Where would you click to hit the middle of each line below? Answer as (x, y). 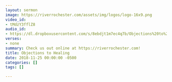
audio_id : (16, 29)
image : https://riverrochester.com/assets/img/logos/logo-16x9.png (79, 15)
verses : (14, 39)
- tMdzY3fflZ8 (20, 24)
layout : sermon (21, 10)
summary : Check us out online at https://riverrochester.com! (73, 48)
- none (12, 44)
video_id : (16, 19)
